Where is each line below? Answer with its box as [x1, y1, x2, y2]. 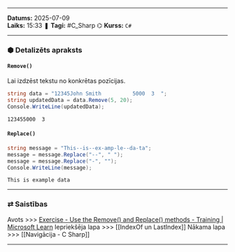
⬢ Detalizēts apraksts [7, 45, 83, 54]
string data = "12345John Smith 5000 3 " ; [7, 90, 168, 98]
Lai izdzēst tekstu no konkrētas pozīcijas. [7, 77, 126, 85]
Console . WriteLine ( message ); [7, 164, 92, 171]
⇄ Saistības [7, 200, 48, 209]
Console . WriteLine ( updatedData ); [7, 103, 105, 110]
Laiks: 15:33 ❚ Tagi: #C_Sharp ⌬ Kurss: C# [7, 22, 131, 29]
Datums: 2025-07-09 [7, 14, 70, 22]
